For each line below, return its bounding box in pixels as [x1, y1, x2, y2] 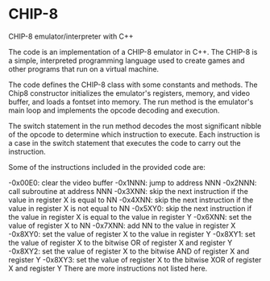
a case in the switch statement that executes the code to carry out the [8, 138, 242, 147]
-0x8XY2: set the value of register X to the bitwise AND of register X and [8, 246, 250, 256]
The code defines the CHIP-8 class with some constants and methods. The [8, 80, 258, 89]
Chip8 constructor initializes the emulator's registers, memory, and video [8, 88, 251, 97]
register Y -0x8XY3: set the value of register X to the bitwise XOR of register [8, 254, 262, 264]
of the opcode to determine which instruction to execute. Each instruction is [8, 130, 260, 139]
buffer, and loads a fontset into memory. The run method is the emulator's [8, 97, 254, 106]
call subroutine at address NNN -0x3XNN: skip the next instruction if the [8, 186, 248, 196]
